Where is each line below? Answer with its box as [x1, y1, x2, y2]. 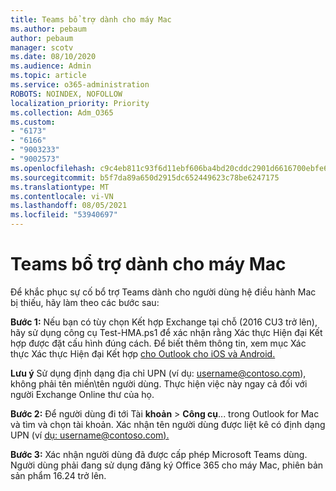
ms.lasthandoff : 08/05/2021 [10, 201, 128, 211]
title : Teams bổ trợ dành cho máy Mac [10, 14, 172, 25]
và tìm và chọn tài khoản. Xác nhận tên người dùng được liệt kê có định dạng [10, 418, 326, 430]
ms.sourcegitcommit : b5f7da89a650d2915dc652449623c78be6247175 [10, 172, 280, 183]
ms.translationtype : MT [10, 182, 110, 192]
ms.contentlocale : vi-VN [10, 191, 114, 201]
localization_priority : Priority [10, 98, 150, 108]
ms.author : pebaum [10, 24, 87, 34]
